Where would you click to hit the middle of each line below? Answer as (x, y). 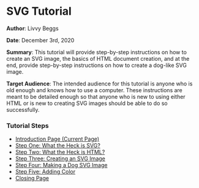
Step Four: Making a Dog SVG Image (61, 165)
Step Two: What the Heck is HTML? (60, 152)
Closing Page (32, 178)
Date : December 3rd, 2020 (40, 40)
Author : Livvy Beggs (33, 28)
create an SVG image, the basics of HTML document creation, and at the (98, 58)
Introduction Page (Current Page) (57, 139)
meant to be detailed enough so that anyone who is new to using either (96, 96)
